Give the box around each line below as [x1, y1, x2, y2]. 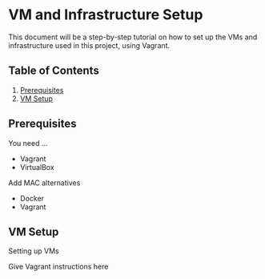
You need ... [8, 138, 48, 148]
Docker [19, 193, 45, 203]
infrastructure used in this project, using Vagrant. [8, 40, 171, 50]
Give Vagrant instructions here [8, 262, 109, 272]
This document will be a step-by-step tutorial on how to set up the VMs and [8, 32, 258, 42]
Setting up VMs [8, 246, 59, 256]
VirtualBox [19, 162, 54, 172]
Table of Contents [8, 64, 100, 78]
